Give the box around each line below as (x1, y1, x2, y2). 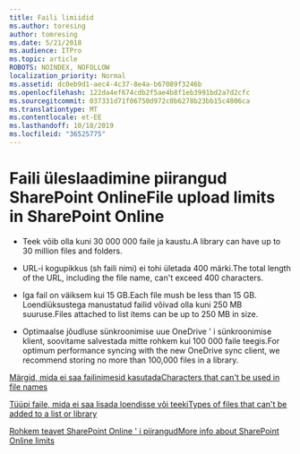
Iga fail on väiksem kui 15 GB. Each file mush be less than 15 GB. (21, 289, 257, 300)
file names (9, 381, 48, 392)
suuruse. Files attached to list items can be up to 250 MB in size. (21, 308, 259, 319)
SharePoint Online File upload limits (9, 187, 276, 208)
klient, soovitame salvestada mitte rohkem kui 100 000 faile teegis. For (21, 335, 280, 346)
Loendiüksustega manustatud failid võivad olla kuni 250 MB (21, 299, 243, 310)
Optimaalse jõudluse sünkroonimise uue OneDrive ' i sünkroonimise (21, 326, 272, 337)
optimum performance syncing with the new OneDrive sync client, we (21, 345, 280, 355)
